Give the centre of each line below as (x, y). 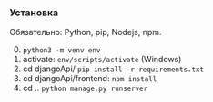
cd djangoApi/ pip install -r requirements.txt (113, 69)
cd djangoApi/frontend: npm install (90, 79)
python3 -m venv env (61, 51)
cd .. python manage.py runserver (85, 88)
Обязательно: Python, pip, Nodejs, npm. (86, 32)
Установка (34, 13)
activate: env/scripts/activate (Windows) (102, 60)
